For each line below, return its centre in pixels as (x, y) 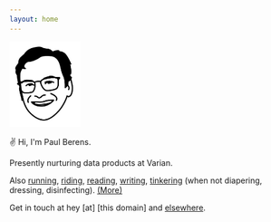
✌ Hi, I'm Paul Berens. (50, 141)
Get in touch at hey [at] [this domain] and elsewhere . (108, 208)
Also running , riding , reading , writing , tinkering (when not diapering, (136, 180)
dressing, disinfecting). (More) (66, 189)
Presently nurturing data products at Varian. (91, 162)
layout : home (34, 19)
